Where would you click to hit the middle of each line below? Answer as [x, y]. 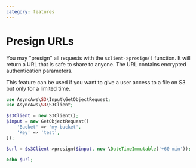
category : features [30, 12]
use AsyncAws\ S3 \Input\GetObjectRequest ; [59, 99]
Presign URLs [40, 41]
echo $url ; [20, 160]
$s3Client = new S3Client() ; [42, 116]
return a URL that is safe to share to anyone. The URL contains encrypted [96, 64]
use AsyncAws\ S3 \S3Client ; [40, 105]
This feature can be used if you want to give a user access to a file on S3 [96, 82]
